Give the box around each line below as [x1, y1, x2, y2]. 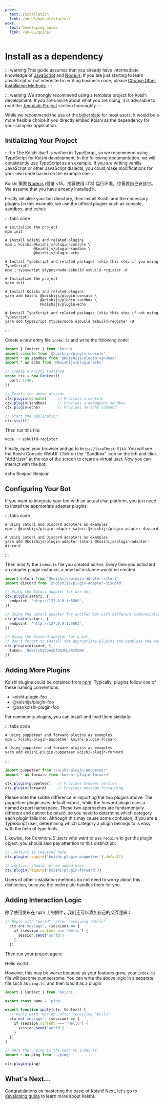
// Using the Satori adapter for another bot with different [5, 612, 132, 617]
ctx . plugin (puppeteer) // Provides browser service [5, 781, 117, 786]
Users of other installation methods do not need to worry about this [5, 877, 141, 882]
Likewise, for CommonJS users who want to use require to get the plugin [5, 835, 153, 841]
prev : [5, 7, 16, 12]
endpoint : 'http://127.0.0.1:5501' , [9, 621, 84, 626]
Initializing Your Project [5, 136, 77, 145]
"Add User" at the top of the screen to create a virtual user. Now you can [5, 456, 151, 462]
